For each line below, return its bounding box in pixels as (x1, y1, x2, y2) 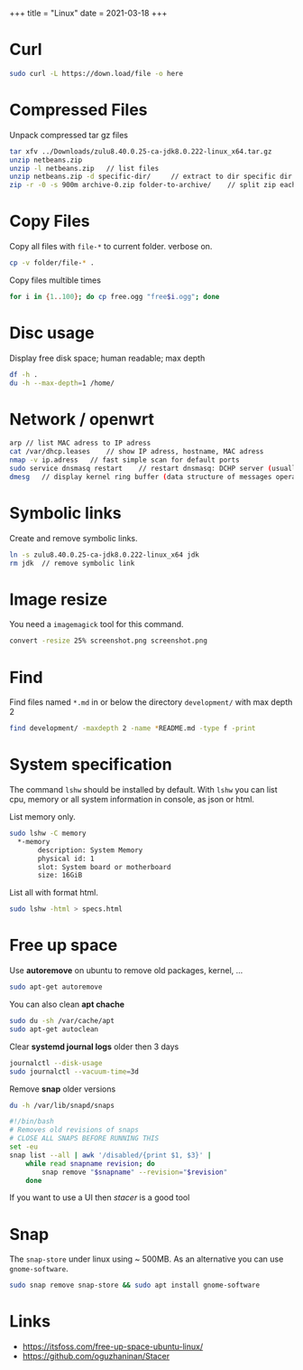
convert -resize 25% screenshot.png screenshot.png (9, 636, 207, 645)
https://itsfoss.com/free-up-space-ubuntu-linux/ (22, 1341, 204, 1352)
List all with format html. (9, 887, 99, 898)
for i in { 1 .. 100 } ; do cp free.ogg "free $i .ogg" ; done (9, 292, 220, 301)
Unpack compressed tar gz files (9, 129, 129, 140)
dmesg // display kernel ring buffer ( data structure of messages (9, 472, 272, 482)
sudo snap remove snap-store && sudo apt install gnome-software (9, 1281, 260, 1290)
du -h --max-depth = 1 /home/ (9, 379, 115, 388)
